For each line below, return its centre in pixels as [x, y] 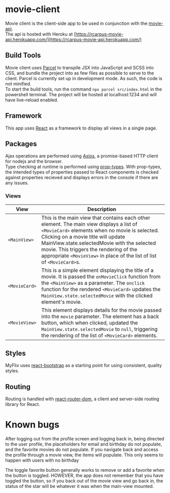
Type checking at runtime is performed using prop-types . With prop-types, [83, 167]
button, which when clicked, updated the [90, 322]
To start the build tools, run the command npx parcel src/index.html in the [84, 89]
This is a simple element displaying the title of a [97, 270]
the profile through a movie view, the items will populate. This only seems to [84, 455]
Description [102, 209]
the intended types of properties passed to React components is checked [82, 172]
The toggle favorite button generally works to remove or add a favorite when [85, 470]
